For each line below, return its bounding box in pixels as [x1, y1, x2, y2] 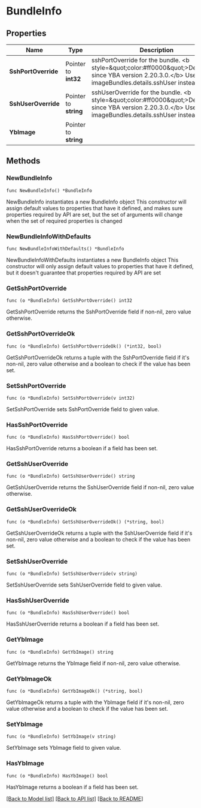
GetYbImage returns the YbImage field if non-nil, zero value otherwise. [6, 659, 181, 667]
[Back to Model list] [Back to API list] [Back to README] [6, 795, 144, 802]
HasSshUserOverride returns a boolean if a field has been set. [6, 620, 160, 628]
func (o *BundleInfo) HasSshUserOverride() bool [6, 610, 130, 616]
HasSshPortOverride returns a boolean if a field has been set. [6, 445, 158, 452]
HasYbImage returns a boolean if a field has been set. [6, 783, 139, 791]
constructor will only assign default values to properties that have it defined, [6, 262, 194, 270]
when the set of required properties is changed [6, 217, 123, 225]
